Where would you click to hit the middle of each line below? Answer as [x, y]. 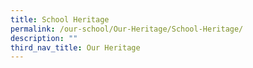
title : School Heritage [60, 19]
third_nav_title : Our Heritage [75, 47]
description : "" [44, 38]
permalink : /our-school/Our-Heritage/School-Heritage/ [127, 29]
